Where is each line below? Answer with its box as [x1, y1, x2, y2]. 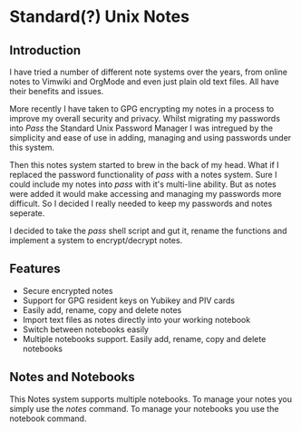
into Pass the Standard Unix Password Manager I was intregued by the [9, 122, 274, 133]
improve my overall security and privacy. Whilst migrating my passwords [9, 113, 281, 123]
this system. [9, 142, 55, 152]
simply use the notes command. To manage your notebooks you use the [9, 403, 279, 414]
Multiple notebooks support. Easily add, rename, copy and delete [22, 333, 267, 344]
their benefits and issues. [9, 86, 104, 96]
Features [9, 261, 61, 277]
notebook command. [9, 413, 87, 424]
